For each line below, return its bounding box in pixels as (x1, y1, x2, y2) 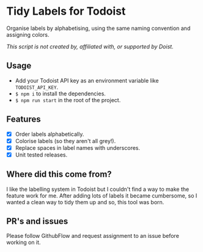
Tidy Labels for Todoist (6, 4, 126, 18)
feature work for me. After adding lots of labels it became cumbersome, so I (6, 191, 197, 199)
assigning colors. (6, 31, 50, 38)
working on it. (6, 239, 41, 246)
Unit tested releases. (15, 151, 68, 158)
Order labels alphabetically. (15, 130, 84, 138)
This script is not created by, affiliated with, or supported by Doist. (6, 43, 174, 50)
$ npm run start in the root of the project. (15, 96, 121, 103)
